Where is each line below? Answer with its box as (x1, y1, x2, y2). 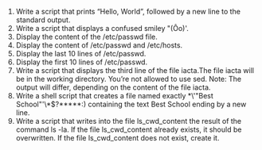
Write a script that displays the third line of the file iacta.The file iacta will (15, 66, 255, 75)
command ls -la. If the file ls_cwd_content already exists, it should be (15, 125, 242, 134)
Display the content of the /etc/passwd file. (15, 32, 158, 41)
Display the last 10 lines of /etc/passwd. (15, 49, 147, 58)
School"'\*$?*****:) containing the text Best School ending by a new (15, 99, 247, 109)
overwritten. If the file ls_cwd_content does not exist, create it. (15, 133, 220, 142)
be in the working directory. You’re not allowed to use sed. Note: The (15, 75, 241, 83)
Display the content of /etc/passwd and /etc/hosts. (15, 40, 183, 50)
